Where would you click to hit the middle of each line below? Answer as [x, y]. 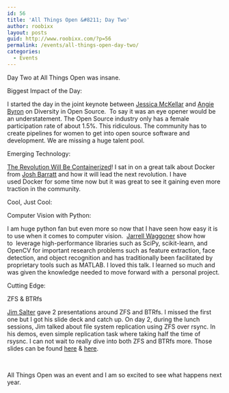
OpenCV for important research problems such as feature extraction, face [111, 250]
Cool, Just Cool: [30, 202]
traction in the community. [44, 188]
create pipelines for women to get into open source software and [98, 133]
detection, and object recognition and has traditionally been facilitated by [110, 257]
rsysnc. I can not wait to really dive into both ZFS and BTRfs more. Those [110, 341]
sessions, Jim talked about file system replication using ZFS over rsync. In [111, 327]
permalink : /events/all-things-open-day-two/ [73, 45]
